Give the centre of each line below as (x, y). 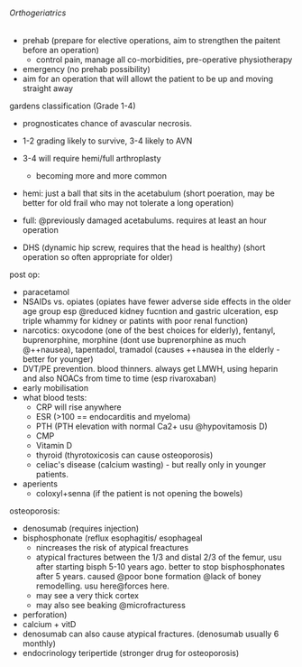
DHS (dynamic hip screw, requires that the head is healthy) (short (144, 247)
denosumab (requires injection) (81, 529)
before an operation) (60, 51)
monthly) (39, 644)
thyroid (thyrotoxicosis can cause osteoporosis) (124, 455)
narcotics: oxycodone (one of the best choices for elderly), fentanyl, (149, 330)
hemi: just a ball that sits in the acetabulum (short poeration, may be (148, 193)
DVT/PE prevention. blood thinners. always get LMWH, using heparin (150, 369)
